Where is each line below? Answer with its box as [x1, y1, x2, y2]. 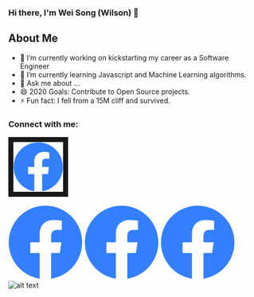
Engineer [19, 61, 50, 71]
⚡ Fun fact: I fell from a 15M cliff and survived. [19, 96, 170, 105]
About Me [8, 32, 58, 45]
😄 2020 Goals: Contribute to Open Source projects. [19, 87, 190, 96]
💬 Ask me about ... [19, 78, 80, 88]
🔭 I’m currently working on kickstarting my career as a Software [19, 53, 229, 62]
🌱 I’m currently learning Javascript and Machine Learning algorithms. [19, 69, 247, 79]
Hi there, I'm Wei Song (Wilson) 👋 [8, 7, 139, 18]
